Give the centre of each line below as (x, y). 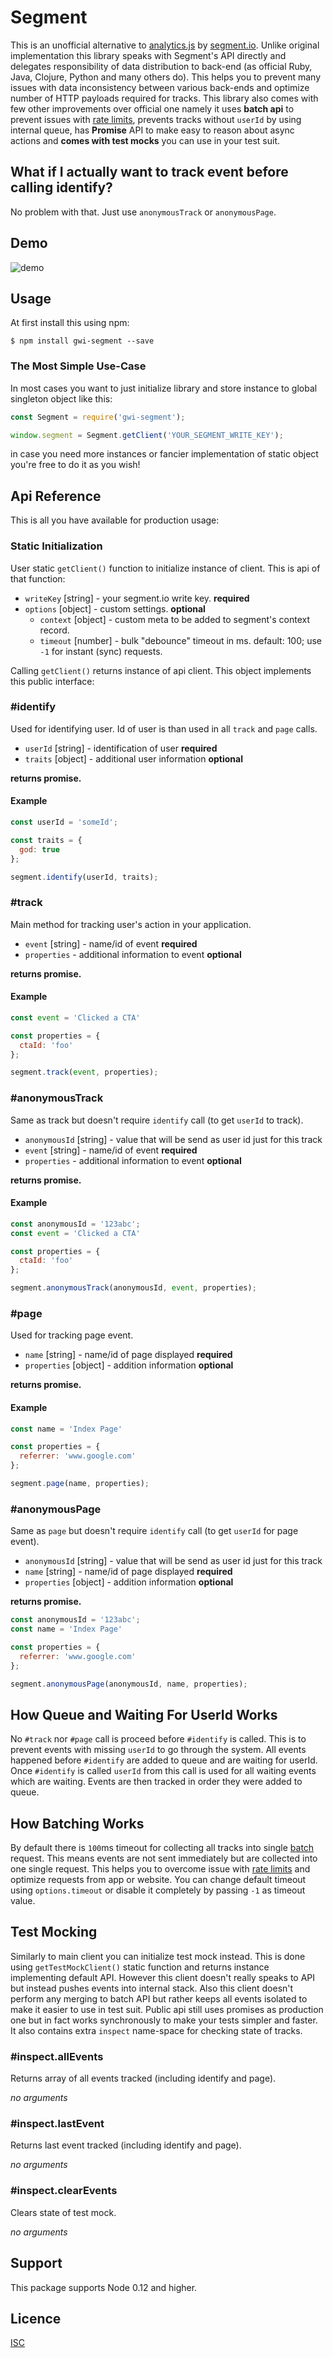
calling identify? (61, 187)
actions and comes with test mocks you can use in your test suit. (145, 140)
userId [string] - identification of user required (121, 748)
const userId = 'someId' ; (64, 822)
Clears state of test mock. (63, 2212)
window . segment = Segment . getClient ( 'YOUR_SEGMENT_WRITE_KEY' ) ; (147, 435)
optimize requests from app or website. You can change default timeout (158, 1880)
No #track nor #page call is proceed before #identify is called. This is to (158, 1739)
